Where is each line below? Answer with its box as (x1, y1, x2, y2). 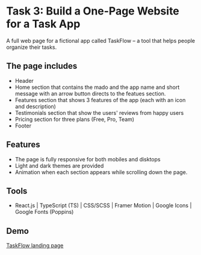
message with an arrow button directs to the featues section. (14, 89, 166, 97)
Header (14, 77, 34, 84)
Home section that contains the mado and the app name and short (14, 83, 180, 91)
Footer (14, 122, 32, 129)
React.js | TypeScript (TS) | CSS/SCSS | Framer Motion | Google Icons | (14, 202, 192, 209)
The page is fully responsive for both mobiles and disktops (14, 155, 161, 163)
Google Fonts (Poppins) (14, 208, 74, 216)
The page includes (6, 61, 78, 71)
